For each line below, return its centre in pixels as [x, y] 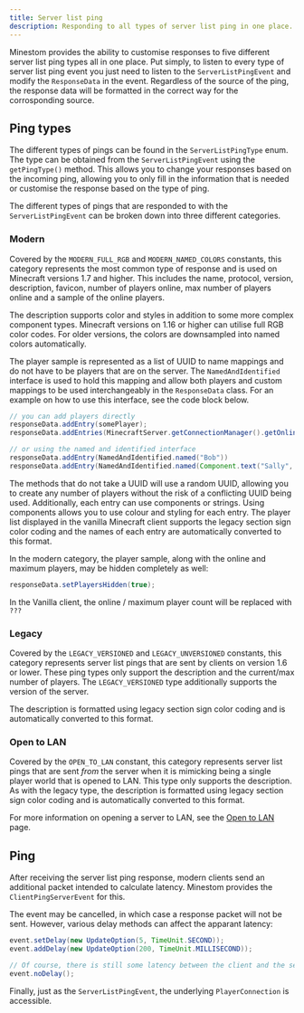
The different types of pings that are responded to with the [119, 206]
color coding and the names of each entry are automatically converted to [146, 531]
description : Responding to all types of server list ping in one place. [152, 26]
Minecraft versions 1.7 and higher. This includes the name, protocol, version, [152, 278]
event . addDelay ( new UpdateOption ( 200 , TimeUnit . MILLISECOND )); [131, 949]
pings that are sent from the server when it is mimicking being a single [140, 772]
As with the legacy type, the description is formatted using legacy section [147, 791]
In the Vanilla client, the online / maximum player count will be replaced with [151, 601]
